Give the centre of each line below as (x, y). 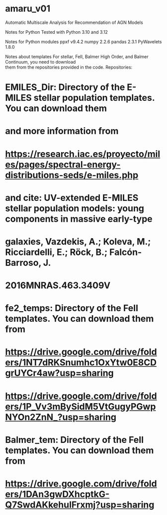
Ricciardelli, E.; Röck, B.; (56, 252)
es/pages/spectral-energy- (63, 164)
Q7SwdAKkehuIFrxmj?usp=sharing (80, 505)
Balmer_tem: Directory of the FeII (75, 440)
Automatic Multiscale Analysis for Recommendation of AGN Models (74, 22)
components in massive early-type (79, 219)
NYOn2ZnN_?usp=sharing (61, 417)
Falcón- (125, 252)
